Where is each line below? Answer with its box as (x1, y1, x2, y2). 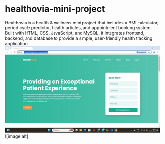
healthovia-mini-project (5, 3, 105, 15)
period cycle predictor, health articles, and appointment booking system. (5, 24, 152, 30)
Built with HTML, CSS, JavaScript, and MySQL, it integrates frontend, (5, 30, 145, 36)
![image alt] (5, 133, 28, 139)
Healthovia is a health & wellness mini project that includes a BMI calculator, (5, 20, 159, 25)
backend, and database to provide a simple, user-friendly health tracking (5, 35, 153, 41)
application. (5, 40, 29, 46)
